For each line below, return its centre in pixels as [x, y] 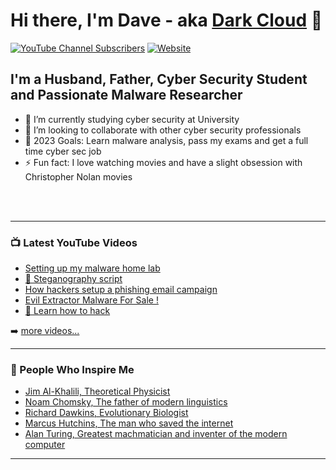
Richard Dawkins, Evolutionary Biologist [106, 413]
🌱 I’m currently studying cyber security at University [132, 119]
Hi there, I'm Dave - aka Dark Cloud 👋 [166, 20]
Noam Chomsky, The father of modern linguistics [126, 402]
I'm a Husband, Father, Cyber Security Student [159, 79]
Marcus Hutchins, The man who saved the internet [129, 423]
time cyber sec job [63, 151]
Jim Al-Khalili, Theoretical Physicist [97, 391]
